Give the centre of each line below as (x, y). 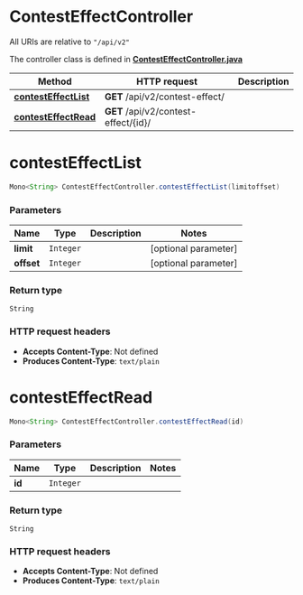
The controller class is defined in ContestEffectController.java (126, 59)
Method (55, 81)
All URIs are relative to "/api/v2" (70, 42)
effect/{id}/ (128, 122)
